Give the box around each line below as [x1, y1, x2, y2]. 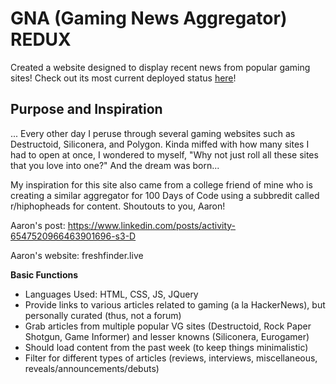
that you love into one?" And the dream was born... [10, 159, 220, 171]
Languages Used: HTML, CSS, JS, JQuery [24, 288, 199, 300]
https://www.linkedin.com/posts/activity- [67, 219, 237, 231]
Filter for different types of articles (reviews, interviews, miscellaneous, [24, 352, 318, 364]
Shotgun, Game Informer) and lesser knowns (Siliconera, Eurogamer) [24, 330, 310, 342]
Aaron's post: [10, 219, 66, 231]
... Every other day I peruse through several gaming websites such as [10, 127, 296, 139]
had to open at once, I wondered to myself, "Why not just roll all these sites [10, 148, 319, 161]
